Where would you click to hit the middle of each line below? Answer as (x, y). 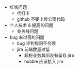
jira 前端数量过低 (33, 49)
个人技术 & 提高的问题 (31, 25)
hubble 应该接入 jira (44, 61)
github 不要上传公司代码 (41, 19)
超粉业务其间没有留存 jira (49, 55)
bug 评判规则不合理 (36, 43)
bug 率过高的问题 (27, 37)
